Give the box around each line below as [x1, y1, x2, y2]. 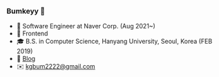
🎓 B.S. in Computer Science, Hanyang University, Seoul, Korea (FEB [16, 37, 213, 46]
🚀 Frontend [16, 29, 48, 37]
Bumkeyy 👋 [6, 6, 46, 16]
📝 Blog [16, 55, 36, 63]
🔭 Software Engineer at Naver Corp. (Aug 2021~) [16, 22, 156, 31]
